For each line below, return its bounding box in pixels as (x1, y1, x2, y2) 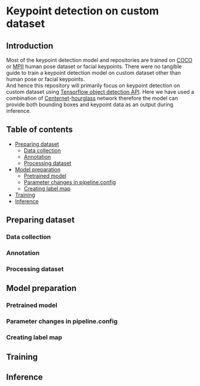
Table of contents (6, 124, 73, 135)
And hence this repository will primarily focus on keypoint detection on (6, 82, 180, 89)
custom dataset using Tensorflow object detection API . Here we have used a (6, 88, 195, 95)
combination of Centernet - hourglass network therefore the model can (6, 94, 178, 102)
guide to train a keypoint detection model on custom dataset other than (6, 69, 181, 76)
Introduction (6, 41, 54, 51)
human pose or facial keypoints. (6, 76, 85, 82)
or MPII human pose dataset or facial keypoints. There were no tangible (6, 63, 182, 70)
